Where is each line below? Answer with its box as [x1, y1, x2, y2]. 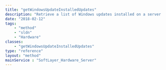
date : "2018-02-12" [5, 16, 46, 21]
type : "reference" [5, 48, 43, 53]
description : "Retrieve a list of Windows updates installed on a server [5, 12, 162, 17]
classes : [5, 39, 23, 44]
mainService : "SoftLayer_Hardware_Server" [5, 58, 97, 63]
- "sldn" [14, 30, 32, 35]
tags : [5, 21, 16, 26]
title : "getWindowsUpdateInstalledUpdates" [5, 7, 97, 12]
